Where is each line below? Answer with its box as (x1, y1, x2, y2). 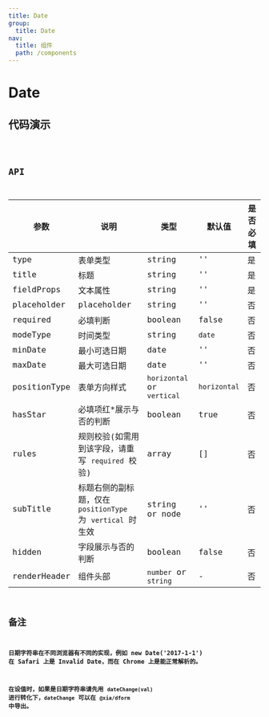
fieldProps (12, 284, 62, 295)
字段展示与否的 (78, 541, 134, 552)
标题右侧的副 (78, 483, 126, 493)
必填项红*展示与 (78, 404, 140, 414)
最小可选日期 (78, 345, 126, 356)
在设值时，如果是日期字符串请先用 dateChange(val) (8, 686, 154, 694)
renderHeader (12, 571, 70, 581)
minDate (12, 344, 46, 356)
